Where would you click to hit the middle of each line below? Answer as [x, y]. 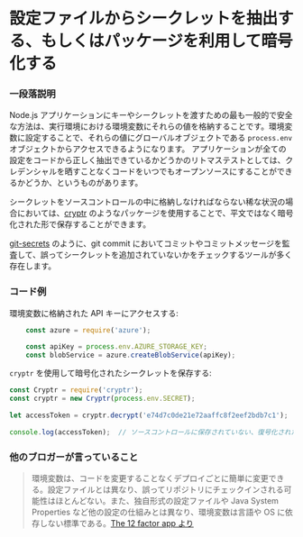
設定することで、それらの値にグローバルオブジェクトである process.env [159, 138]
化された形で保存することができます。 [80, 224]
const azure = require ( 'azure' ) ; [88, 330]
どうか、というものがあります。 [84, 183]
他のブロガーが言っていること [74, 457]
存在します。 [33, 266]
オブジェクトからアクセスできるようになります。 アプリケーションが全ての [148, 149]
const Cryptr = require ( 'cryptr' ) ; [76, 390]
